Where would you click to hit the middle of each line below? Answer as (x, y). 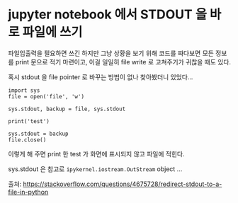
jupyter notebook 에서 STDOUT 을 (108, 14)
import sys (24, 90)
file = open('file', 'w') (46, 96)
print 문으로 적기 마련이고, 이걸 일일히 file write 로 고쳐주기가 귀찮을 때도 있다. (123, 62)
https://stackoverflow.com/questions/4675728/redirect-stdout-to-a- (123, 184)
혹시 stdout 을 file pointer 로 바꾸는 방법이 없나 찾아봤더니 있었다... (101, 77)
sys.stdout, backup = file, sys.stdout (67, 109)
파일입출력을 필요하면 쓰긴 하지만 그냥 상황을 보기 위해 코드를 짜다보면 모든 (111, 53)
